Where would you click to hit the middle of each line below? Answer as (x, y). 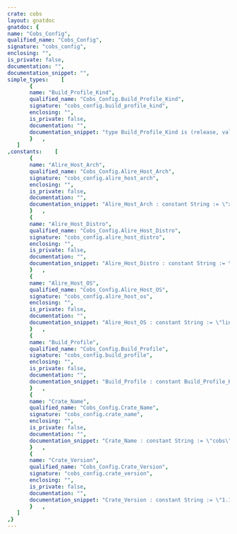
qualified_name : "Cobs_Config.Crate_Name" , (94, 408)
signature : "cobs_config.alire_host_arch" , (94, 178)
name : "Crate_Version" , (64, 461)
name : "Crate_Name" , (60, 401)
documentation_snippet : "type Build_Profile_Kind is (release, (124, 132)
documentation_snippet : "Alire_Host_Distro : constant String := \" (132, 263)
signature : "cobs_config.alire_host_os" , (91, 296)
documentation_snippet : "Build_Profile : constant (105, 381)
